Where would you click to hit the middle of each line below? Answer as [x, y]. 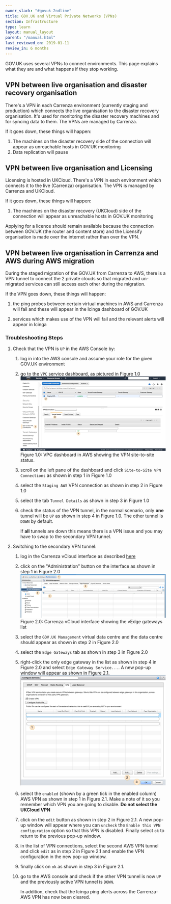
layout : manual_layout [29, 32]
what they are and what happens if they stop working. [62, 69]
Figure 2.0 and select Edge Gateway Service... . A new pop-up [85, 667]
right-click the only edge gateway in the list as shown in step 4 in [88, 662]
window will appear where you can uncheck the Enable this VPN [94, 825]
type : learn [18, 27]
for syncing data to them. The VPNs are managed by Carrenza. [71, 121]
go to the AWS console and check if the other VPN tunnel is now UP [91, 876]
